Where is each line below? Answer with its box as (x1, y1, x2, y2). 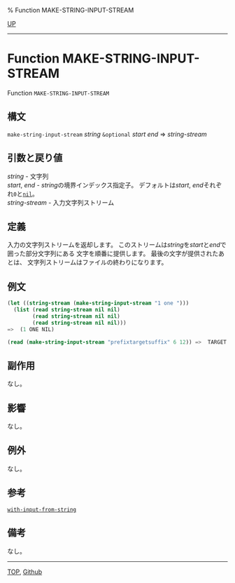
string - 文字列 (7, 172, 49, 180)
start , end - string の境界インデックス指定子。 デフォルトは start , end (7, 180, 204, 189)
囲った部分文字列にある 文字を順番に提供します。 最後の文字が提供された (7, 249, 219, 258)
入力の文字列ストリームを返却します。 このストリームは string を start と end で (7, 241, 227, 249)
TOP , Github (7, 568, 43, 576)
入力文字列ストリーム (52, 198, 114, 206)
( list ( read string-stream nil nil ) (13, 307, 120, 314)
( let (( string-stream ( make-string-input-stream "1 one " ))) (7, 300, 190, 307)
